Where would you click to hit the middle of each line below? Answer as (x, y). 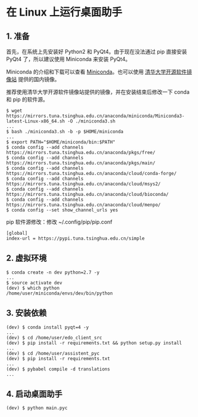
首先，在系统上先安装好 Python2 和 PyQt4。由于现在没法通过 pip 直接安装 (97, 52)
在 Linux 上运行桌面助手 (64, 12)
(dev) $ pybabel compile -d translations (58, 369)
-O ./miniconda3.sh (92, 121)
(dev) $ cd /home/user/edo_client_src (54, 338)
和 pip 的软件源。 (27, 99)
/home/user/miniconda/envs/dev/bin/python (59, 293)
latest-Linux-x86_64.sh (36, 121)
